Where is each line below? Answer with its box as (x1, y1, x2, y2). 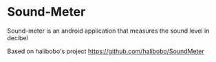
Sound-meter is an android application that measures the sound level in (7, 27, 210, 35)
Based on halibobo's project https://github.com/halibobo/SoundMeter (7, 47, 204, 55)
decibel (7, 33, 29, 42)
